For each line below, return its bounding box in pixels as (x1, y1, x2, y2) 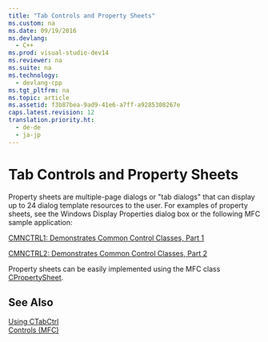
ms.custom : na (8, 19, 56, 27)
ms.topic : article (8, 94, 70, 102)
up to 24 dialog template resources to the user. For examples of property (8, 200, 248, 210)
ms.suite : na (8, 64, 52, 72)
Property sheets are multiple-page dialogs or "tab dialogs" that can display (8, 191, 255, 201)
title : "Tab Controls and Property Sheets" (8, 11, 156, 20)
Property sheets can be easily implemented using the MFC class (8, 264, 221, 273)
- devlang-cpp (15, 78, 62, 87)
